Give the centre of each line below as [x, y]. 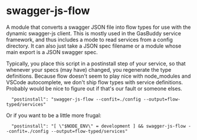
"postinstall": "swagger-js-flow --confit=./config [76, 99]
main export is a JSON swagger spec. [52, 52]
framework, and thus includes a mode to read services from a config [89, 39]
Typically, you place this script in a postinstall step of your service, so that [96, 64]
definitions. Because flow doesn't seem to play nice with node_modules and [98, 76]
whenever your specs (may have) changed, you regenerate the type [89, 69]
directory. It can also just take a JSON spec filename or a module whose [94, 46]
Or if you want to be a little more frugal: [54, 115]
